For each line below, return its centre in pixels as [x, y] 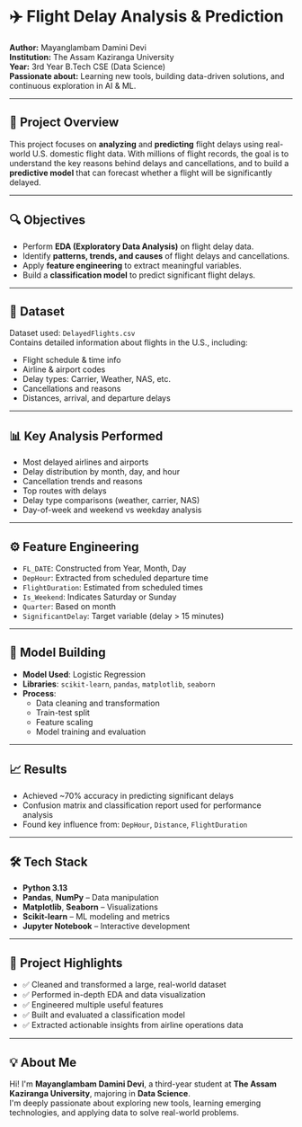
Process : [39, 693]
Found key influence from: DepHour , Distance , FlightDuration [135, 824]
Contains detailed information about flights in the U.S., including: [129, 342]
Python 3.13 [45, 888]
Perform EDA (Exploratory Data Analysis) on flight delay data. [138, 246]
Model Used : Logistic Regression [84, 674]
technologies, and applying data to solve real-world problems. [124, 1113]
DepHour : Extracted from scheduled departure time [115, 578]
